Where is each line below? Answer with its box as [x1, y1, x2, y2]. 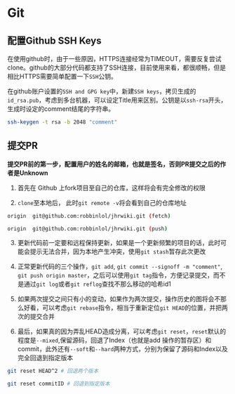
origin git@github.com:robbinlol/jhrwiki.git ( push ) [7, 225, 168, 232]
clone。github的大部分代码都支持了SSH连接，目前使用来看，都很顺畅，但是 [7, 63, 227, 72]
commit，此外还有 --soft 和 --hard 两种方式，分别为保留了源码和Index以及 [17, 345, 228, 353]
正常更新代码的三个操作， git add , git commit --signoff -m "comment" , [17, 262, 223, 271]
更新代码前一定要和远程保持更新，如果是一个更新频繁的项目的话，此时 [17, 239, 221, 247]
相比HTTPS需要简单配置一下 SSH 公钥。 [7, 72, 117, 80]
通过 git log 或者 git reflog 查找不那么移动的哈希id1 [23, 280, 172, 289]
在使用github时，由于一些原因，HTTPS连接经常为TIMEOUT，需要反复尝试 [7, 55, 222, 63]
